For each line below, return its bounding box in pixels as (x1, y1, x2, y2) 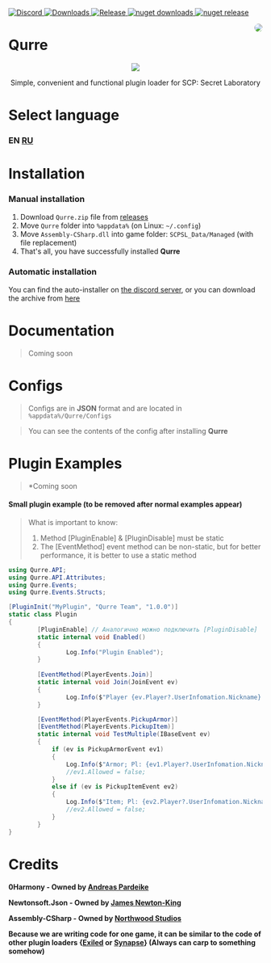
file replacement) (19, 238, 77, 247)
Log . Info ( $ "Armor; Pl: (65, 760, 143, 768)
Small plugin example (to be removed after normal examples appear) (8, 499, 243, 509)
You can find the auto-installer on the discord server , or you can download (8, 284, 256, 294)
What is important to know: (27, 517, 119, 527)
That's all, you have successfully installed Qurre (19, 246, 181, 256)
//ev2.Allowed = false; (65, 805, 147, 814)
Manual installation (8, 194, 85, 205)
